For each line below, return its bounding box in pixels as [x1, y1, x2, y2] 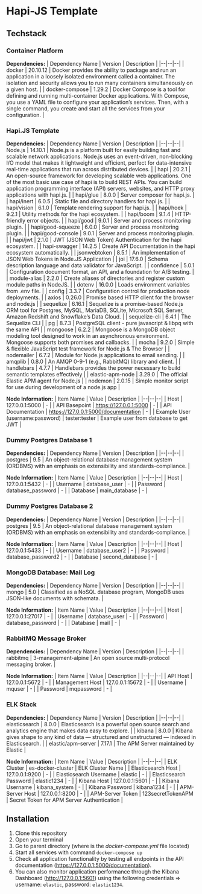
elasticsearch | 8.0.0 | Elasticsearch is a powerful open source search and [6, 720, 190, 728]
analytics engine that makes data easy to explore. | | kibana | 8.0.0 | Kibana [6, 727, 193, 734]
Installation [6, 814, 49, 824]
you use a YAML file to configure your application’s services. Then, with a [6, 98, 189, 106]
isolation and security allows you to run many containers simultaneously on [6, 79, 193, 86]
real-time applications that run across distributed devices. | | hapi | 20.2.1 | [6, 166, 191, 173]
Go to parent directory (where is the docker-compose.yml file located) [14, 843, 190, 850]
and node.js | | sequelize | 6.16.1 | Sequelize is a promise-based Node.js [6, 300, 184, 308]
